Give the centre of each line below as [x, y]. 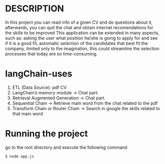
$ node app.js [20, 156]
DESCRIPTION [35, 9]
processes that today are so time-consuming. [51, 54]
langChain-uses [39, 74]
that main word [27, 114]
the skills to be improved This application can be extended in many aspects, [82, 33]
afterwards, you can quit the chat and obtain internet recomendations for [79, 27]
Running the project [46, 134]
